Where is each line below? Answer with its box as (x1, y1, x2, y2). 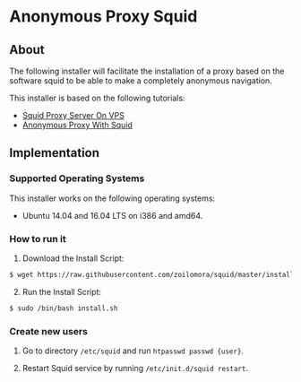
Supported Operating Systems (9, 172, 145, 185)
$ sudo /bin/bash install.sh (9, 303, 118, 313)
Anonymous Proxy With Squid (21, 119, 133, 130)
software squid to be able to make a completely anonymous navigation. (9, 75, 273, 86)
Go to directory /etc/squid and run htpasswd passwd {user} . (21, 345, 245, 356)
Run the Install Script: (21, 286, 101, 297)
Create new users (9, 325, 88, 337)
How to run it (9, 232, 66, 245)
